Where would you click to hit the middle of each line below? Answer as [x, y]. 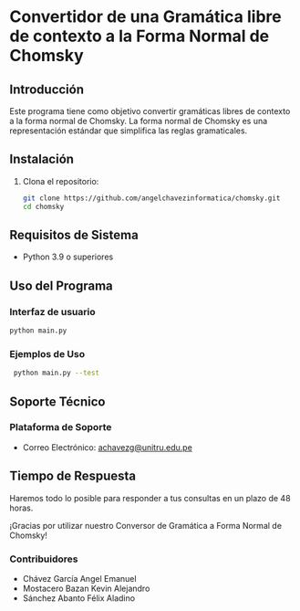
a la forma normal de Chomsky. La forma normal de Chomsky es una [139, 121]
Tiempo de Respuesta [73, 476]
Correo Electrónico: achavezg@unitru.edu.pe [108, 447]
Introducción [47, 89]
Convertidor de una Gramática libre [145, 17]
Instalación [42, 159]
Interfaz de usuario [52, 311]
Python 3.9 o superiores [68, 257]
